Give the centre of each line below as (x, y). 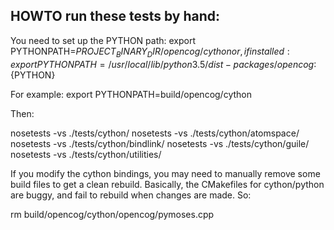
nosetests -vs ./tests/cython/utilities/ (86, 154)
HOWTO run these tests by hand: (115, 16)
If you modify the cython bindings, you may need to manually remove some (165, 173)
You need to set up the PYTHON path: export (103, 40)
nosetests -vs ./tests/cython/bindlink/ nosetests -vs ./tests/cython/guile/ (160, 143)
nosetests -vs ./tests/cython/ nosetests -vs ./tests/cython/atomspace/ (155, 133)
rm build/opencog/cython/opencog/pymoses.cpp (112, 214)
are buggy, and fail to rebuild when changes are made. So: (131, 195)
